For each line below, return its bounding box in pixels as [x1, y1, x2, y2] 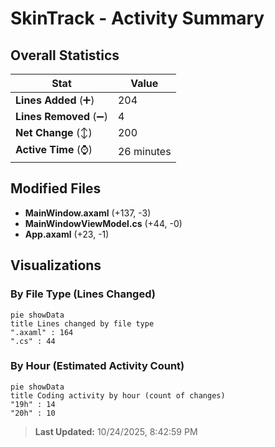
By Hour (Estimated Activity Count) [10, 359, 185, 373]
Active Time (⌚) [15, 143, 93, 156]
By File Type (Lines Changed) [10, 287, 156, 301]
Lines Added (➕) [15, 93, 95, 107]
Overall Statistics [10, 47, 120, 64]
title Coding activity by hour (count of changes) [10, 390, 226, 401]
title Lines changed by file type [10, 318, 155, 329]
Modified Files [10, 180, 102, 197]
